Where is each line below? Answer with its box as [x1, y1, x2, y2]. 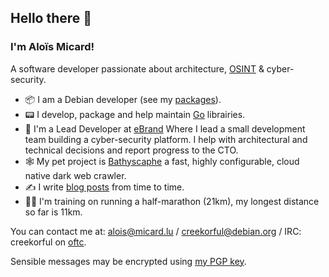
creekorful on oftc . [10, 236, 87, 248]
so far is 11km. [24, 206, 83, 218]
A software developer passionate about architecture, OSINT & [10, 62, 265, 75]
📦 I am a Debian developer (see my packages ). [24, 93, 222, 105]
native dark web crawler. [24, 169, 127, 181]
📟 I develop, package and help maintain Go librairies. [24, 108, 246, 120]
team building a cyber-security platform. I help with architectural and [24, 133, 308, 145]
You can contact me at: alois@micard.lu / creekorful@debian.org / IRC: [10, 225, 302, 237]
